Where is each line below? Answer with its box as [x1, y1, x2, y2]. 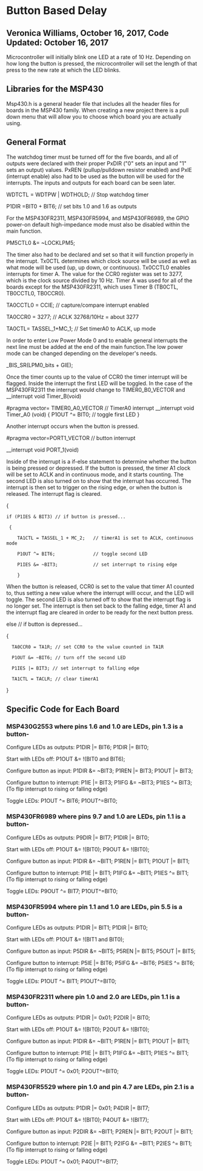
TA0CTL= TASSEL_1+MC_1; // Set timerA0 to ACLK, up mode [6, 325, 156, 332]
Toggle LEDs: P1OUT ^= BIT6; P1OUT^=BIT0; [6, 797, 118, 805]
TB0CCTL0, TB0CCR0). [6, 289, 65, 297]
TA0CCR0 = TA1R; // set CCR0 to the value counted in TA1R [12, 644, 164, 650]
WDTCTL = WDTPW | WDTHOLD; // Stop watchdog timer [6, 191, 149, 198]
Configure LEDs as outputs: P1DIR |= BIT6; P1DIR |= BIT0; [6, 744, 149, 751]
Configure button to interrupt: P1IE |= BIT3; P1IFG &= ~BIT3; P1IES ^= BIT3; [6, 779, 193, 786]
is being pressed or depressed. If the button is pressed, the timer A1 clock [6, 464, 191, 472]
